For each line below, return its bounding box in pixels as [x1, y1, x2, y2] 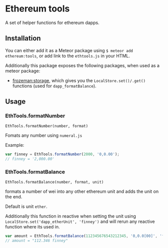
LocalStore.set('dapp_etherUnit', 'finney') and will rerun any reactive [5, 218, 155, 224]
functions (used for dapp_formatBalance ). [12, 83, 96, 89]
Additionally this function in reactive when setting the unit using [5, 213, 136, 219]
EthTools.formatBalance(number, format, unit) [5, 180, 104, 185]
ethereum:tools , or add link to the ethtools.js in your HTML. [5, 53, 130, 59]
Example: [5, 142, 24, 148]
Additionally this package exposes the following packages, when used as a [5, 62, 160, 68]
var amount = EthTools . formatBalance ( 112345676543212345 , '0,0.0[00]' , [5, 233, 157, 238]
